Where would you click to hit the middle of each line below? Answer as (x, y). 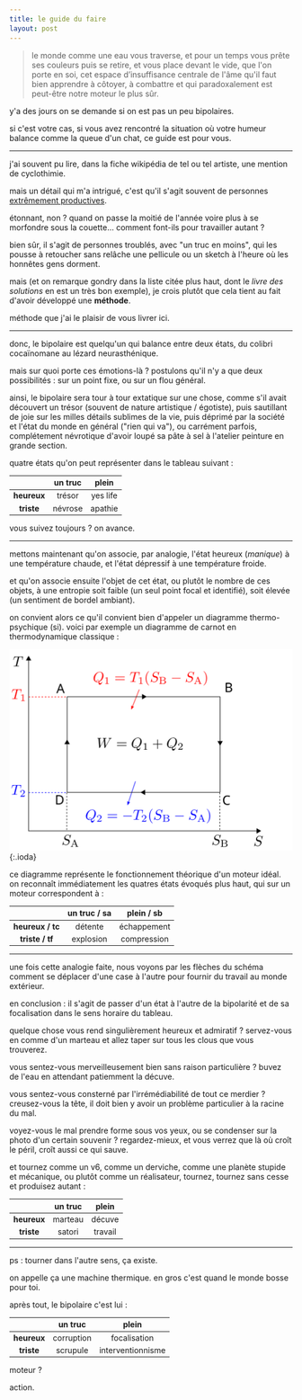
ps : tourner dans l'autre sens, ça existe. (84, 1260)
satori (68, 1232)
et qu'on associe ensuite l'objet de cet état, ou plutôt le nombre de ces (140, 581)
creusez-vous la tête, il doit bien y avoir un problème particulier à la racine (147, 1104)
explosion (89, 939)
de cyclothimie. (37, 173)
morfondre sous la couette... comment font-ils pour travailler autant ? (137, 227)
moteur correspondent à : (57, 893)
